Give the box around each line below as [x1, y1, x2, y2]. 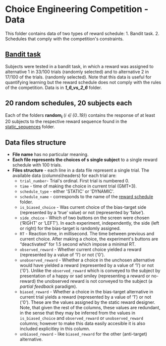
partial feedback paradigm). [19, 283, 78, 289]
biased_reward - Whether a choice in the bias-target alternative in [19, 289, 154, 295]
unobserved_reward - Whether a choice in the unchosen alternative [19, 257, 155, 263]
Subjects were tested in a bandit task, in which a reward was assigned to [5, 63, 154, 69]
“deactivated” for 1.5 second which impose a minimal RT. [19, 241, 136, 247]
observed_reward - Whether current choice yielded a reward [19, 247, 142, 253]
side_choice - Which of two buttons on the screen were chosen [19, 215, 150, 221]
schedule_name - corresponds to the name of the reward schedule [19, 194, 154, 200]
